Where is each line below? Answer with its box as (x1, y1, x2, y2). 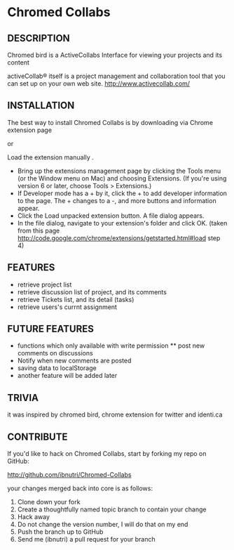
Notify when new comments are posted (17, 356, 132, 365)
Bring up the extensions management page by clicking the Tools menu (17, 166, 221, 175)
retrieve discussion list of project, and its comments (17, 287, 167, 296)
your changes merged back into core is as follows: (7, 484, 153, 492)
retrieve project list (17, 280, 72, 289)
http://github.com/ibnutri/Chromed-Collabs (7, 471, 132, 479)
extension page (7, 126, 53, 134)
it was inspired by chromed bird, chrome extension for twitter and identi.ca (7, 410, 223, 419)
